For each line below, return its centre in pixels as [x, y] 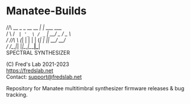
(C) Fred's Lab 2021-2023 [38, 64]
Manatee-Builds [46, 11]
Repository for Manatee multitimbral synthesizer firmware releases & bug [95, 88]
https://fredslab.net [30, 70]
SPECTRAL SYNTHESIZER [38, 52]
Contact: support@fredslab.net [44, 77]
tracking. [17, 94]
